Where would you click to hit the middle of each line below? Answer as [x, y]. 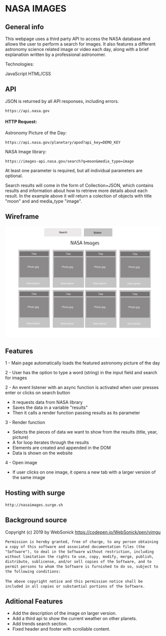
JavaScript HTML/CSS [28, 74]
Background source [36, 520]
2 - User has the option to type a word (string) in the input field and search [81, 372]
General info [25, 27]
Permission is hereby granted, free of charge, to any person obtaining [82, 542]
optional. [14, 176]
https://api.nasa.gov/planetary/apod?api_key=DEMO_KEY [63, 143]
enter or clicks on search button [38, 392]
